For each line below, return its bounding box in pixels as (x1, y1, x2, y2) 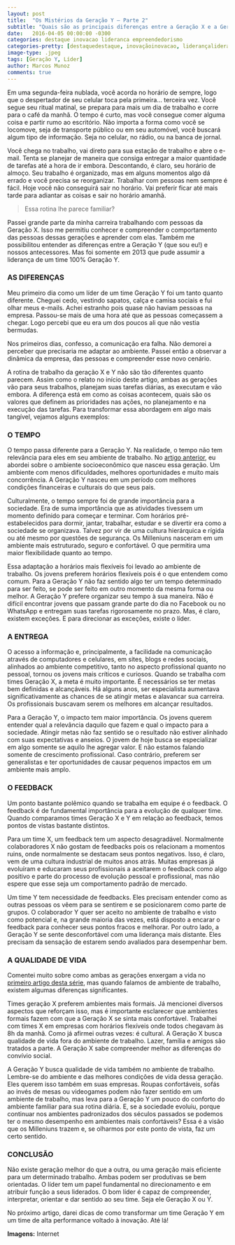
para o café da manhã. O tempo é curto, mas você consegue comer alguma (7, 110, 225, 119)
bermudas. (7, 326, 38, 334)
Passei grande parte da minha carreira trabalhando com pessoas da (7, 218, 204, 226)
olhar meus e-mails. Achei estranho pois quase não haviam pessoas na (7, 303, 213, 312)
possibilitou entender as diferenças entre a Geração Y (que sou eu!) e (7, 240, 208, 249)
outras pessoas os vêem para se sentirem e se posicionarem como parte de (7, 900, 227, 909)
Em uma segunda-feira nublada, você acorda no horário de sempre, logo (7, 88, 217, 97)
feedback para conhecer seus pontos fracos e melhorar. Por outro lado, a (7, 922, 219, 931)
